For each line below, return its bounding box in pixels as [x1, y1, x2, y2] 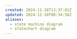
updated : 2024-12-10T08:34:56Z [5, 12, 72, 17]
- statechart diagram [10, 26, 56, 31]
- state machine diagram [10, 21, 63, 27]
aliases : [5, 17, 24, 22]
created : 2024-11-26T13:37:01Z [5, 7, 72, 13]
